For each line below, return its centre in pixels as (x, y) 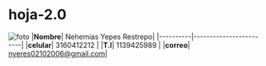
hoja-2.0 (37, 15)
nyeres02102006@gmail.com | (58, 53)
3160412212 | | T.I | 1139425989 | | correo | (123, 45)
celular (40, 45)
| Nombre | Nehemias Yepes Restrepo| (93, 37)
